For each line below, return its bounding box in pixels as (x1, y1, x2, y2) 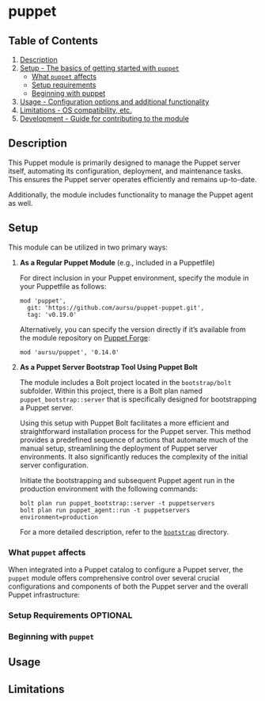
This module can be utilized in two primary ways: (8, 242, 168, 252)
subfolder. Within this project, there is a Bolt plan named (19, 386, 203, 395)
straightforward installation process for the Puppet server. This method (19, 426, 252, 436)
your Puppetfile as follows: (19, 281, 107, 291)
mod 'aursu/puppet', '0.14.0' (19, 348, 120, 356)
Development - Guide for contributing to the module (19, 114, 190, 123)
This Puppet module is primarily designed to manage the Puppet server (8, 158, 241, 167)
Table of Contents (8, 34, 99, 48)
